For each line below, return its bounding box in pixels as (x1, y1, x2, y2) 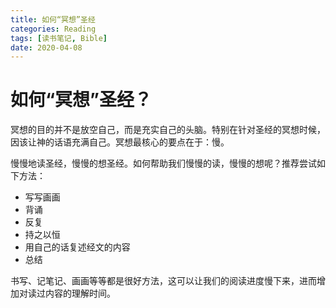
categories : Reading (10, 24, 97, 34)
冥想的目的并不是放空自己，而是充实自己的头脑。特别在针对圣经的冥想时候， (10, 124, 326, 136)
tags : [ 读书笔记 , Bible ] (10, 33, 108, 43)
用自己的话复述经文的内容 (24, 241, 131, 253)
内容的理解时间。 (44, 287, 116, 300)
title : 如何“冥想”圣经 (10, 14, 96, 25)
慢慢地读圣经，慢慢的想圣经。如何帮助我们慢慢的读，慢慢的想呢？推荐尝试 (10, 157, 317, 170)
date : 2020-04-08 (10, 42, 83, 53)
